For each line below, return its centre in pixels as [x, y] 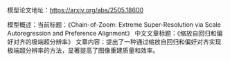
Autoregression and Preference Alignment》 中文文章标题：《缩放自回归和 [112, 33]
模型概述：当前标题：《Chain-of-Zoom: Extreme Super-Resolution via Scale [114, 25]
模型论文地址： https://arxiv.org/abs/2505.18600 [76, 10]
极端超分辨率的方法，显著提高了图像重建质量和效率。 [83, 50]
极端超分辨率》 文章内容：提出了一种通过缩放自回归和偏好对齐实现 [126, 42]
